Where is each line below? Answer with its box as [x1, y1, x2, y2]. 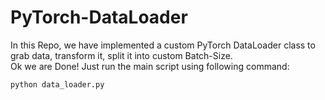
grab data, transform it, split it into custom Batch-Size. [10, 49, 233, 61]
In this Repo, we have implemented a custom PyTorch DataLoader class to [10, 39, 316, 51]
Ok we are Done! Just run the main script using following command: [10, 60, 290, 72]
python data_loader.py [10, 79, 105, 90]
